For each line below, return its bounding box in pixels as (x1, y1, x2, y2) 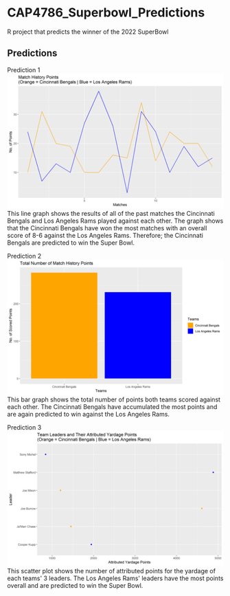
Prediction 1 (7, 65, 41, 74)
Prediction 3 (7, 423, 42, 431)
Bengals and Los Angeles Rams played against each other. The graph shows (7, 217, 224, 225)
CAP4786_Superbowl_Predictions (7, 5, 205, 21)
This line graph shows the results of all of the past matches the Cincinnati (7, 209, 215, 217)
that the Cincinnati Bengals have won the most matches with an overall (7, 223, 207, 232)
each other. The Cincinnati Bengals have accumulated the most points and (7, 402, 218, 410)
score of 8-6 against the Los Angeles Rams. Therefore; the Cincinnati (7, 231, 204, 239)
